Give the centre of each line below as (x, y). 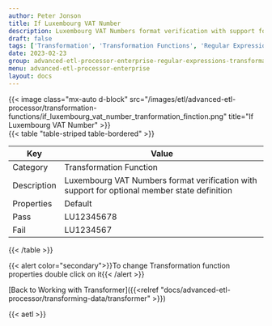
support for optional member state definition (149, 190)
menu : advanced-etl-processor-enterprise (79, 69)
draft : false (30, 38)
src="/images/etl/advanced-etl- (183, 99)
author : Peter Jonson (45, 16)
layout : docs (30, 76)
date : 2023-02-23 (38, 53)
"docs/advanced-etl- (195, 290)
